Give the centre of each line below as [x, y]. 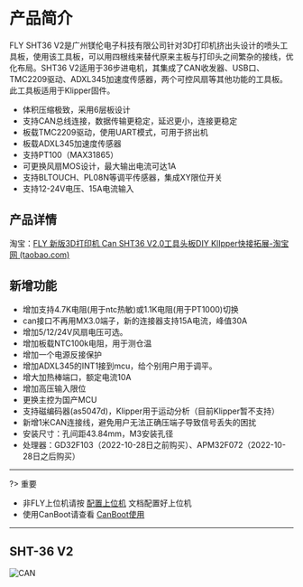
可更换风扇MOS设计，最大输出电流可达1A [99, 166]
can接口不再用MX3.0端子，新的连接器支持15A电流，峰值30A [135, 321]
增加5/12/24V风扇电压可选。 [75, 331]
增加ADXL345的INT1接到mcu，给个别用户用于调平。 [120, 366]
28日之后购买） [51, 456]
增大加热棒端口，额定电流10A [77, 377]
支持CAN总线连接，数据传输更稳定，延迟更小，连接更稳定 [129, 121]
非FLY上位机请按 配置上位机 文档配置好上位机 [107, 503]
